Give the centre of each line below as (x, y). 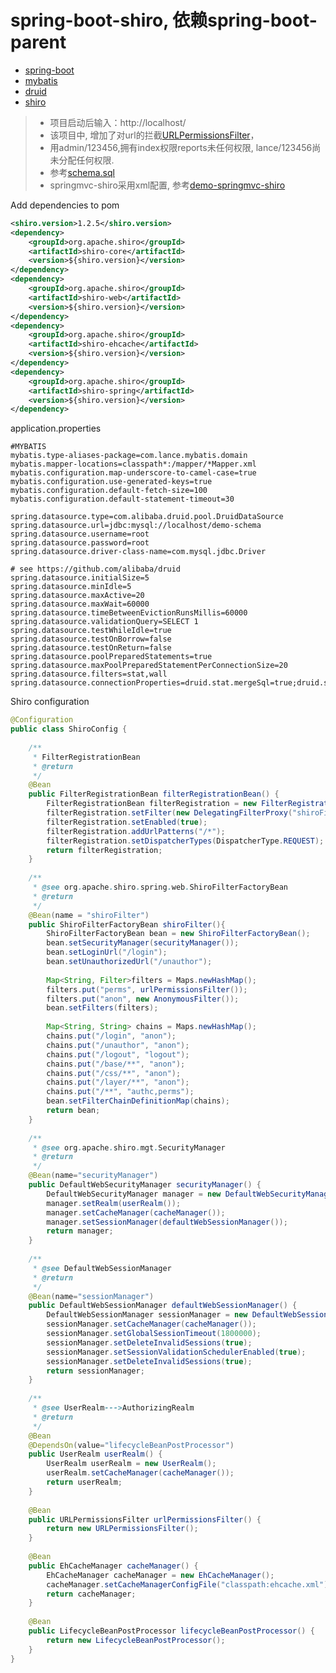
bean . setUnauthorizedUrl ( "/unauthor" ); (129, 962)
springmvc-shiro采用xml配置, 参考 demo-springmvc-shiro (167, 185)
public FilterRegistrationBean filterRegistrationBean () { (154, 794)
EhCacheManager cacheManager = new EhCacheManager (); (160, 1575)
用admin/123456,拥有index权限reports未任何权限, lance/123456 (181, 147)
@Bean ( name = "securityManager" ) (93, 1176)
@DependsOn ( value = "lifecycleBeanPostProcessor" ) (131, 1445)
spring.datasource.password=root (80, 543)
